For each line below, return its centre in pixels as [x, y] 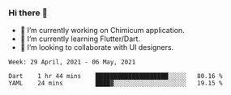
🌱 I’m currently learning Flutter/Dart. [80, 39]
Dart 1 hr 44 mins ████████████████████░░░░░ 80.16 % [115, 76]
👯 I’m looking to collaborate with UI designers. [97, 47]
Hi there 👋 [28, 13]
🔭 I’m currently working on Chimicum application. [102, 31]
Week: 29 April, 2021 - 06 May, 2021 [72, 62]
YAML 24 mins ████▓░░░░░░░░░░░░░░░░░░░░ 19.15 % [115, 84]
